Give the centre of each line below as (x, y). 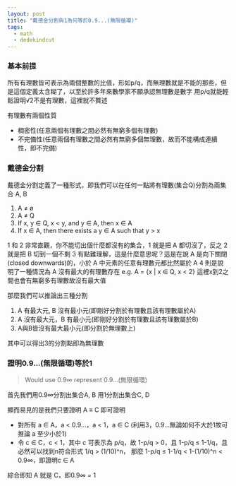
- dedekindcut (34, 40)
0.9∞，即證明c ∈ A (46, 461)
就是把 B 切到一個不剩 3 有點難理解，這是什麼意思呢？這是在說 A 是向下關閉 (117, 254)
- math (23, 34)
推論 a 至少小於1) (42, 434)
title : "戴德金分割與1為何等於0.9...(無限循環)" (73, 20)
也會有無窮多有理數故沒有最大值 (60, 280)
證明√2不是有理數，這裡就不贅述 (60, 100)
